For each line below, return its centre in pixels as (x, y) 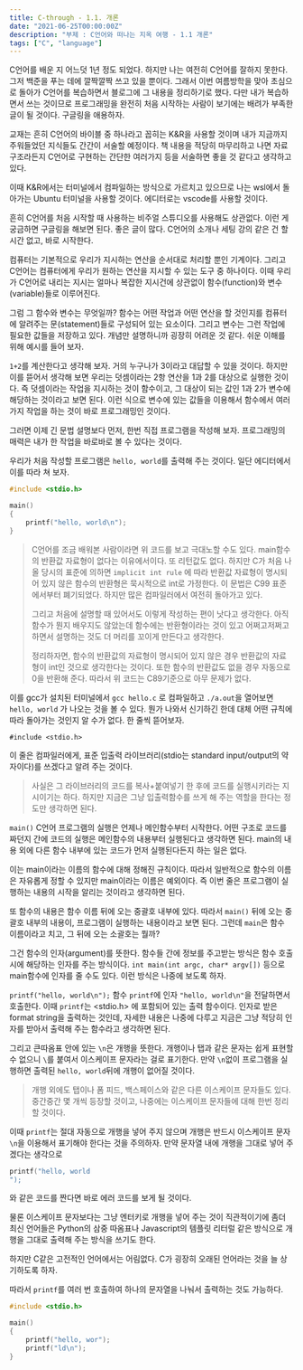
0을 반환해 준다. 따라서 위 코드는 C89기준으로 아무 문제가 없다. (141, 678)
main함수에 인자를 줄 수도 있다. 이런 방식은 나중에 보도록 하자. (118, 975)
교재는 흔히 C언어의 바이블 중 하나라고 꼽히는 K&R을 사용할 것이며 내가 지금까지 (149, 134)
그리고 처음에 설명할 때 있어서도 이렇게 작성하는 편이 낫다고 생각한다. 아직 (160, 614)
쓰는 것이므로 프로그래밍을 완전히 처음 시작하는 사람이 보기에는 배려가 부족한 (160, 104)
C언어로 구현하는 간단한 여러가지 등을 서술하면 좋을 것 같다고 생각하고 (170, 157)
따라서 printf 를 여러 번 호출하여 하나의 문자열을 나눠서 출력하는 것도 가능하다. (147, 1290)
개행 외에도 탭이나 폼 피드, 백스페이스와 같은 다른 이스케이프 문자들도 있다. (161, 1090)
